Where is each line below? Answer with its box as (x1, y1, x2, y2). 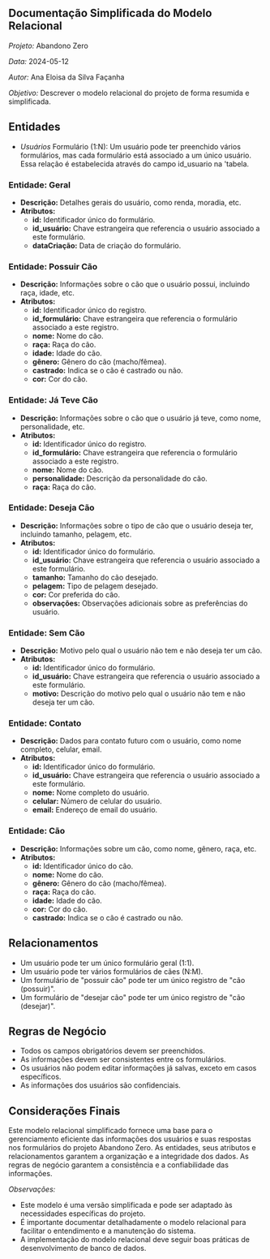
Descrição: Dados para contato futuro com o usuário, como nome (19, 736, 242, 746)
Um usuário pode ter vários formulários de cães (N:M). (19, 966, 204, 977)
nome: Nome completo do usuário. (32, 787, 150, 798)
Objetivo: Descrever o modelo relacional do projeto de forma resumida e (8, 88, 250, 97)
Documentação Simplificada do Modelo (8, 6, 212, 20)
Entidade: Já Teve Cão (8, 395, 99, 406)
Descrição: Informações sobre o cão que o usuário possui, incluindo (19, 279, 251, 289)
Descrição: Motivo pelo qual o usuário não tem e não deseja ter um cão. (19, 645, 263, 656)
